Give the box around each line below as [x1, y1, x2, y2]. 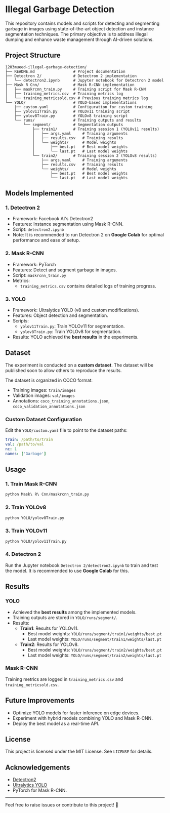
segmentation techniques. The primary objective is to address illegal [5, 31, 148, 37]
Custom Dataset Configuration [5, 416, 82, 423]
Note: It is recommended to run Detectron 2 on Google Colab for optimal [12, 232, 164, 238]
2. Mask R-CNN [5, 250, 44, 257]
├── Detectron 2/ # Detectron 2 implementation [5, 73, 137, 78]
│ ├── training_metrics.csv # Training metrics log [5, 91, 123, 96]
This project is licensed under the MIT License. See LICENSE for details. [5, 748, 153, 755]
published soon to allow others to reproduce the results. [5, 367, 122, 373]
